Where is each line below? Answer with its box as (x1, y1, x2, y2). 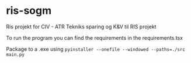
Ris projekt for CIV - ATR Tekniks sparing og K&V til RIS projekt (6, 23, 157, 30)
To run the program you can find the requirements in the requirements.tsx (6, 34, 183, 41)
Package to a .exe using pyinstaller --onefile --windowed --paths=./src (6, 45, 186, 53)
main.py (6, 51, 25, 57)
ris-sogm (6, 4, 51, 17)
